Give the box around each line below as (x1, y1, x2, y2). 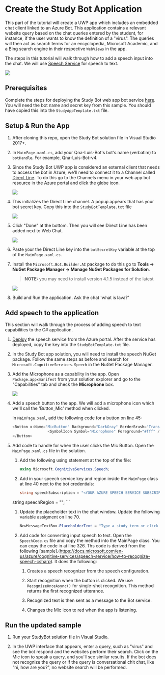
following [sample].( (19, 548, 60, 554)
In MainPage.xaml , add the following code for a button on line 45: (12, 415, 142, 421)
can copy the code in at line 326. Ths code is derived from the (19, 542, 146, 548)
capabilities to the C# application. (5, 327, 73, 333)
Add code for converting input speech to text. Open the (19, 532, 132, 538)
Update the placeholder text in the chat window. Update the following (19, 509, 160, 514)
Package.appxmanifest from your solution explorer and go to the (12, 377, 141, 382)
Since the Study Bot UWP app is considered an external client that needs (12, 164, 160, 170)
